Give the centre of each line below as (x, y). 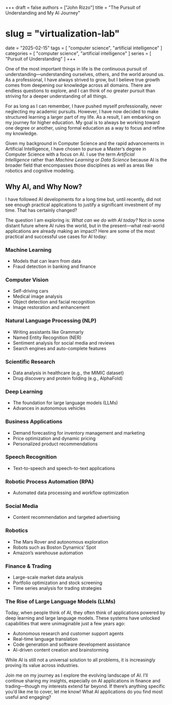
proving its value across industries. (42, 665)
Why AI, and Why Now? (44, 187)
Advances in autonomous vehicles (49, 408)
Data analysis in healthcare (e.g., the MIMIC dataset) (68, 373)
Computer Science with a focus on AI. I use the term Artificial (70, 154)
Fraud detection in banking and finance (54, 266)
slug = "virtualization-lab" (62, 34)
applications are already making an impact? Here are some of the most (80, 231)
